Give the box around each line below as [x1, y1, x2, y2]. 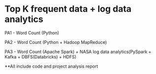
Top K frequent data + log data [4, 3, 131, 15]
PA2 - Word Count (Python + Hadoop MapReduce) [4, 39, 107, 45]
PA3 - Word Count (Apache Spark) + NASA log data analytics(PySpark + [4, 49, 152, 55]
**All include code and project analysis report [4, 63, 98, 69]
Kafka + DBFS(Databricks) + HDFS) [4, 54, 77, 59]
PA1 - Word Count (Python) [4, 30, 60, 36]
